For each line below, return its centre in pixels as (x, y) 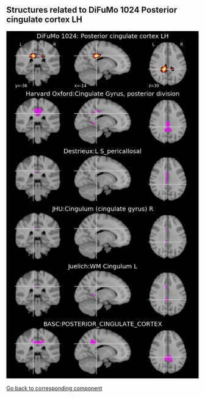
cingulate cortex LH (44, 20)
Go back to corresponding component (54, 388)
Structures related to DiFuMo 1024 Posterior (92, 10)
